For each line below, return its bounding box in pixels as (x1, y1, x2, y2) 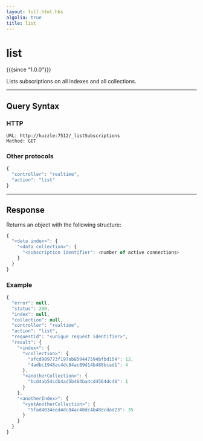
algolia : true (6, 14, 42, 21)
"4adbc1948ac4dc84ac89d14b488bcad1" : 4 (28, 362, 129, 368)
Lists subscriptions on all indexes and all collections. (6, 78, 137, 85)
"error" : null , (11, 300, 50, 306)
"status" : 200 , (11, 306, 50, 312)
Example (6, 280, 33, 289)
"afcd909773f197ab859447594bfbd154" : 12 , (28, 356, 134, 362)
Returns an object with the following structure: (6, 221, 121, 228)
